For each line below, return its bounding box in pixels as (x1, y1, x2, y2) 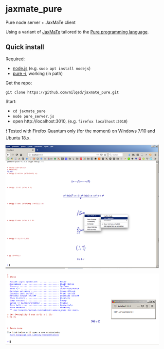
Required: (5, 56, 25, 62)
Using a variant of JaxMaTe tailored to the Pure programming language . (5, 29, 149, 35)
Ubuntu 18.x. (5, 135, 31, 140)
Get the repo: (5, 80, 32, 86)
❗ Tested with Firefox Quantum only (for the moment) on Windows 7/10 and (5, 128, 155, 134)
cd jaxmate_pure (12, 108, 46, 114)
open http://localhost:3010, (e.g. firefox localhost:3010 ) (12, 118, 128, 124)
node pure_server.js (12, 114, 55, 119)
